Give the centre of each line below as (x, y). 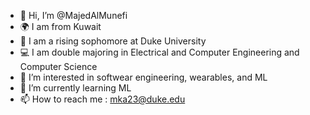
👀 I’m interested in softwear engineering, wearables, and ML (143, 77)
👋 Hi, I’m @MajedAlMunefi (73, 15)
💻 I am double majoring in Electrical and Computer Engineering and (159, 52)
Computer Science (58, 66)
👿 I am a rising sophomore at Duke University (113, 41)
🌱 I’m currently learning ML (75, 88)
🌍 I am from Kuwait (60, 26)
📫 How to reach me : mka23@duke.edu (102, 99)
